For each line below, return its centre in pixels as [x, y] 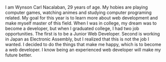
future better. [19, 55]
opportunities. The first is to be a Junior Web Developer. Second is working [82, 34]
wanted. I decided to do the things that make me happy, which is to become [83, 44]
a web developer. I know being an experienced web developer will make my [83, 50]
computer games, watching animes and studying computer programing [78, 12]
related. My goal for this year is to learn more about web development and [81, 18]
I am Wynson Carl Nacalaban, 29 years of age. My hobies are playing [77, 7]
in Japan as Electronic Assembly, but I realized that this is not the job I [77, 39]
